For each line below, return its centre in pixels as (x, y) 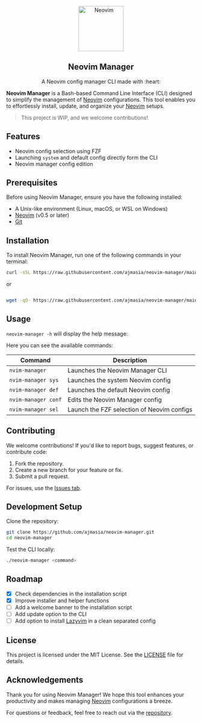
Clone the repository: (32, 521)
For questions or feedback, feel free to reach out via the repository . (90, 712)
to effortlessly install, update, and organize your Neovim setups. (85, 106)
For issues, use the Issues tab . (44, 488)
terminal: (17, 261)
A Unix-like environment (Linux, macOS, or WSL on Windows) (91, 209)
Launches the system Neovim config (119, 380)
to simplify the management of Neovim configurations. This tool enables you (101, 99)
